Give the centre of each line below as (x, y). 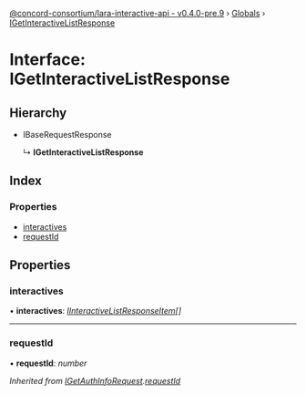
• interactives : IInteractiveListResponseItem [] (96, 311)
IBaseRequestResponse (67, 135)
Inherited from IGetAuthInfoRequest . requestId (95, 380)
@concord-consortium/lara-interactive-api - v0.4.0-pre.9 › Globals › (138, 13)
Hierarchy (38, 113)
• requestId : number (48, 363)
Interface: (48, 60)
